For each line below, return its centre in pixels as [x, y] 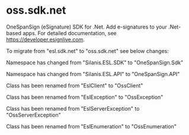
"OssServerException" [33, 115]
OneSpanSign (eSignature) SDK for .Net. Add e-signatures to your [87, 27]
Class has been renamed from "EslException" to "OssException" [85, 97]
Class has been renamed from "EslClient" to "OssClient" [75, 85]
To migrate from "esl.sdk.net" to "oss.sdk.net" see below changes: [87, 51]
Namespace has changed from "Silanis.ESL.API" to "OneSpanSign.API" [93, 74]
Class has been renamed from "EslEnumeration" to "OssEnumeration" [91, 126]
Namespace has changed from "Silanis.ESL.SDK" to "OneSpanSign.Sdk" [95, 62]
